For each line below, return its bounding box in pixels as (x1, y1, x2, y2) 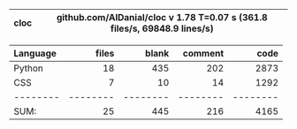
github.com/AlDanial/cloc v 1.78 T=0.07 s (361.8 (56, 11, 268, 23)
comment (182, 48, 224, 59)
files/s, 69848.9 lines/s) (110, 22, 214, 34)
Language (13, 48, 57, 59)
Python (13, 62, 44, 74)
